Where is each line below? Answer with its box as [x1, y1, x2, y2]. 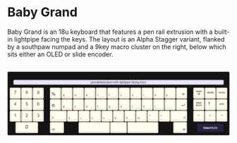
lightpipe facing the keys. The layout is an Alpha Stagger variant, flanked [13, 35, 225, 43]
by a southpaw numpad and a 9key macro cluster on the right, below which [7, 42, 227, 51]
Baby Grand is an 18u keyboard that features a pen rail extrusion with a [7, 27, 213, 36]
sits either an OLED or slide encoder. [7, 50, 114, 58]
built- [214, 27, 230, 36]
